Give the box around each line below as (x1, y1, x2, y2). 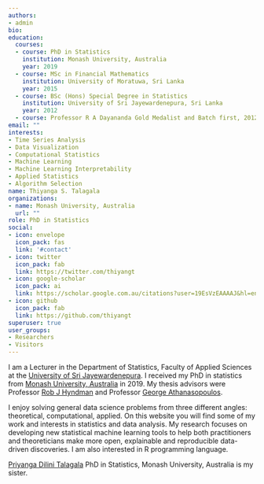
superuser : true (8, 319, 61, 327)
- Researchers (8, 334, 55, 342)
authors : (8, 11, 37, 20)
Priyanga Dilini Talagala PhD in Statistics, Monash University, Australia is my (8, 460, 254, 469)
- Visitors (8, 341, 44, 349)
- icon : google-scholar (8, 275, 86, 283)
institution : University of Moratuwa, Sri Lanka (22, 77, 185, 85)
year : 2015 (22, 84, 58, 93)
